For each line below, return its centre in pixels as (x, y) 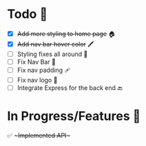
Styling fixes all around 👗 (52, 54)
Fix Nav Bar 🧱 (36, 62)
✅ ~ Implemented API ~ (39, 136)
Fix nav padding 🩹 (44, 70)
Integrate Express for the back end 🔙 (70, 88)
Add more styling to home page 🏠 (66, 33)
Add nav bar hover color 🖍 (55, 44)
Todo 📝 (28, 14)
